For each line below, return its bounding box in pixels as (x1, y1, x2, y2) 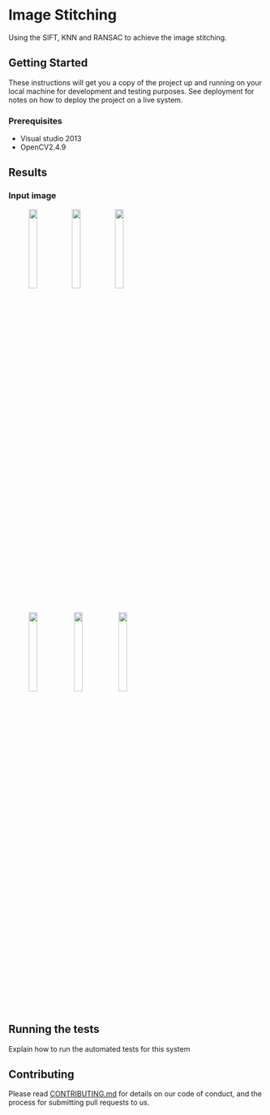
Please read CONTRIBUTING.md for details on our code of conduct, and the (8, 1089, 262, 1099)
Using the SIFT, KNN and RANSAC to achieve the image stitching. (8, 32, 227, 42)
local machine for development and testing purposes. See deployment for (8, 86, 255, 96)
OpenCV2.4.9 (19, 142, 66, 152)
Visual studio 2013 (19, 134, 82, 144)
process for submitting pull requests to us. (8, 1098, 150, 1108)
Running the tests (8, 1022, 100, 1036)
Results (8, 166, 48, 179)
